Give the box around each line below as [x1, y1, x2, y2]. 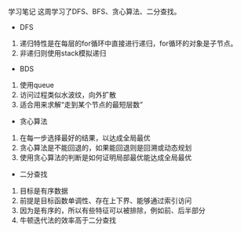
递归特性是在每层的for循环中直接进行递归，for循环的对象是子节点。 [19, 38, 238, 48]
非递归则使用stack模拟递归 [19, 49, 107, 57]
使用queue [19, 81, 55, 89]
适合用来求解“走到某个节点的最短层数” [19, 100, 144, 109]
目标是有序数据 [19, 187, 68, 195]
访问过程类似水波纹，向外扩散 [19, 90, 116, 100]
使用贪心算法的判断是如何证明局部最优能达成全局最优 [19, 153, 192, 162]
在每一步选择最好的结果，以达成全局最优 [19, 133, 151, 143]
